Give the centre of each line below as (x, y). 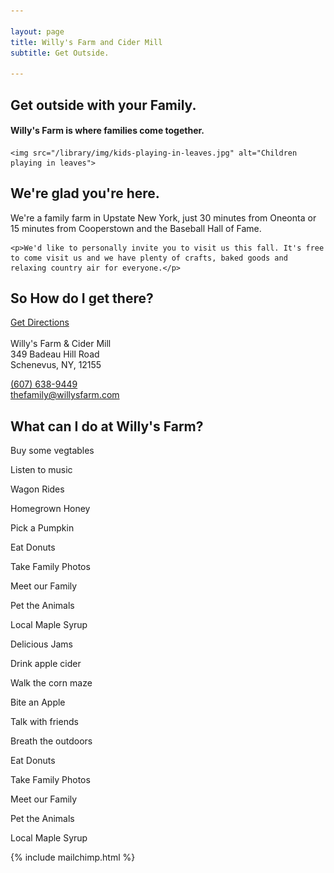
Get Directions (40, 322)
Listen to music (41, 470)
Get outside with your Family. (103, 105)
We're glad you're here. (85, 193)
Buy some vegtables (52, 451)
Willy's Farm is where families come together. (107, 131)
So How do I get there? (82, 298)
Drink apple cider (46, 664)
